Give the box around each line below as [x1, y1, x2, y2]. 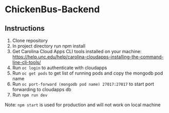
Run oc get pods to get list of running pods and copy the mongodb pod [12, 70, 163, 76]
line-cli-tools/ [12, 59, 41, 65]
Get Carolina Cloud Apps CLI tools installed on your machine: [12, 49, 142, 54]
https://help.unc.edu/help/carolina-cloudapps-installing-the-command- [12, 54, 164, 60]
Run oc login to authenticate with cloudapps [12, 65, 107, 71]
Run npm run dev [12, 92, 48, 98]
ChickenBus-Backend [5, 4, 100, 15]
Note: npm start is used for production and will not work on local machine [5, 102, 161, 108]
